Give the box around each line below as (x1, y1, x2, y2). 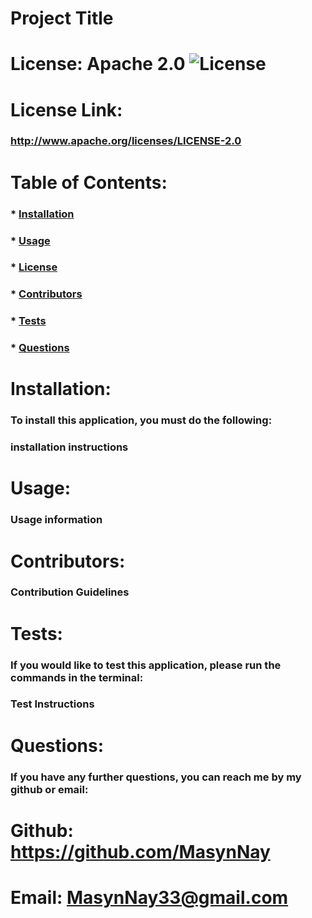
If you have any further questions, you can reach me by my (10, 770, 302, 784)
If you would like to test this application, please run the (10, 658, 282, 672)
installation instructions (10, 440, 129, 454)
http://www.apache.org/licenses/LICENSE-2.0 (10, 134, 242, 148)
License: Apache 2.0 (10, 53, 186, 76)
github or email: (10, 782, 89, 796)
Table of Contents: (10, 171, 168, 194)
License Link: (10, 98, 123, 121)
